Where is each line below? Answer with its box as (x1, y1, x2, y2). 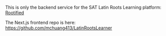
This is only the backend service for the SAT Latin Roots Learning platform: (5, 5, 162, 10)
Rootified (5, 10, 24, 16)
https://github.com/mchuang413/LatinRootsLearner (5, 25, 112, 31)
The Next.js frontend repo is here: (5, 20, 76, 25)
